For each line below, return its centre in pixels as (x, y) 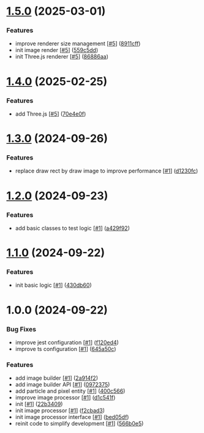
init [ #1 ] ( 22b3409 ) (39, 404)
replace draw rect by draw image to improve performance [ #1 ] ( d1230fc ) (107, 171)
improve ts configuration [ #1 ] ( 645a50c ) (66, 349)
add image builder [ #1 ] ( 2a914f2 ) (56, 378)
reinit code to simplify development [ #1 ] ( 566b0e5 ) (79, 424)
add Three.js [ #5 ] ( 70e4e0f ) (51, 114)
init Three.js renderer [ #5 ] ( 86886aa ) (62, 57)
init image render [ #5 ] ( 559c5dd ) (57, 50)
